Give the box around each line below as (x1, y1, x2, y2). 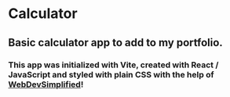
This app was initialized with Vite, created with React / (8, 59, 219, 70)
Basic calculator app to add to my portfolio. (8, 36, 224, 49)
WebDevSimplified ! (8, 79, 84, 90)
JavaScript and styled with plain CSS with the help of (8, 69, 214, 80)
